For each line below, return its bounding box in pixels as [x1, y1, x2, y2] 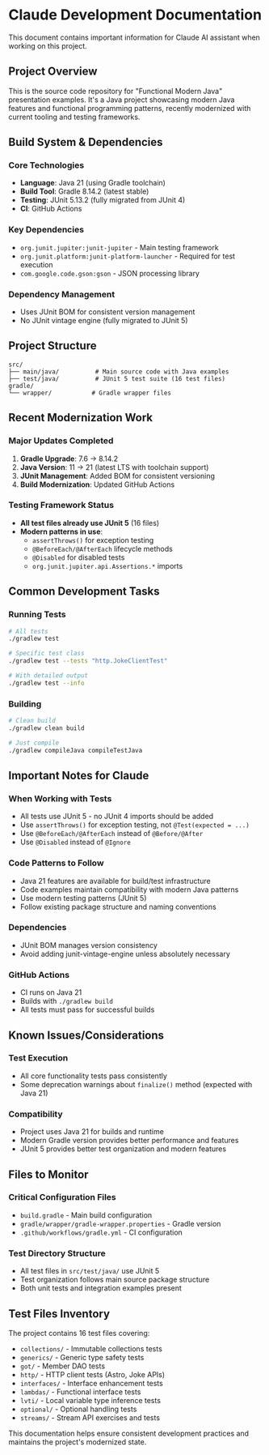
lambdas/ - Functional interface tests [19, 1387, 141, 1397]
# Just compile [8, 739, 60, 747]
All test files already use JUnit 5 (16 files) [19, 518, 160, 527]
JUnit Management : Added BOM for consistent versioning [19, 471, 216, 480]
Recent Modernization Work [8, 411, 153, 425]
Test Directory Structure [8, 1248, 107, 1259]
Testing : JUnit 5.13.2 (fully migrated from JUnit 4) [19, 195, 186, 205]
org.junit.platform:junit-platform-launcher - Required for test [19, 251, 236, 261]
